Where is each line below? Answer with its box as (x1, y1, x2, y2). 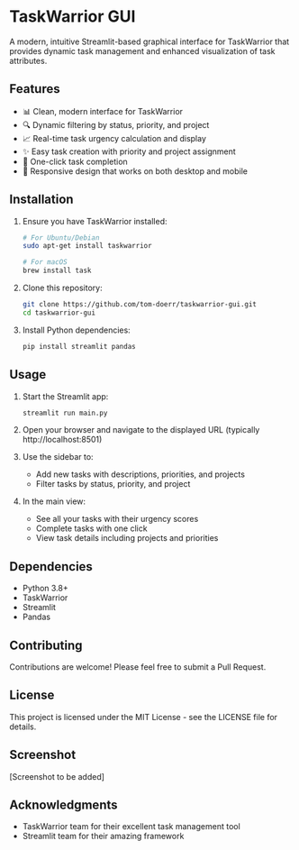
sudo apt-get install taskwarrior (22, 242, 152, 251)
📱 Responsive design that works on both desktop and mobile (22, 165, 248, 177)
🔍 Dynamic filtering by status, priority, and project (22, 119, 210, 130)
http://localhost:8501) (22, 434, 103, 445)
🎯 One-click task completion (22, 156, 128, 167)
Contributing (9, 637, 83, 653)
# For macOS (22, 258, 68, 267)
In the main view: (22, 496, 86, 507)
